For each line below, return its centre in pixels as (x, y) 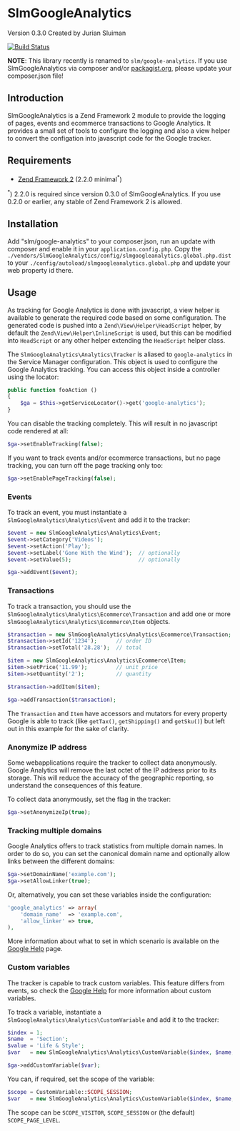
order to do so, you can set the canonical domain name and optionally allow (119, 854)
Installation (33, 224)
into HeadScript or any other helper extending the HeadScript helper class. (116, 340)
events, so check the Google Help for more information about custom (109, 990)
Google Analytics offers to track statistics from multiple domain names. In (115, 846)
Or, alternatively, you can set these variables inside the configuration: (109, 895)
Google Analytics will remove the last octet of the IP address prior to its (112, 770)
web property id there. (40, 270)
